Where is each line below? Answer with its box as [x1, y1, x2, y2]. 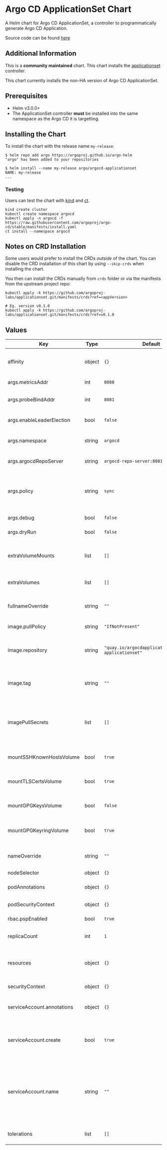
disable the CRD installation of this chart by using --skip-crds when [5, 261, 144, 267]
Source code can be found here [5, 35, 71, 41]
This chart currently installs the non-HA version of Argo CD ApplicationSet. [5, 77, 159, 83]
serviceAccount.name [7, 1088, 59, 1095]
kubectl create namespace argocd [5, 211, 75, 216]
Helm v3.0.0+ [12, 105, 41, 111]
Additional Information [5, 49, 77, 58]
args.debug [7, 514, 35, 521]
